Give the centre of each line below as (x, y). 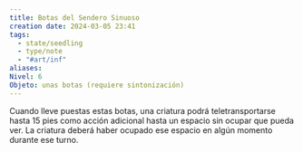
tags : (20, 34)
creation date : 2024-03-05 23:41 (73, 26)
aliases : (26, 69)
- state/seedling (50, 43)
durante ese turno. (44, 139)
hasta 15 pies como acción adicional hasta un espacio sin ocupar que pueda (152, 120)
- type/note (40, 52)
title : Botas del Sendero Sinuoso (75, 18)
